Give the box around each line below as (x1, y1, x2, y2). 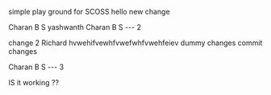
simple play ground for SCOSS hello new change (8, 7, 171, 16)
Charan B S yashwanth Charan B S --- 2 (8, 23, 141, 31)
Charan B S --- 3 (8, 62, 65, 72)
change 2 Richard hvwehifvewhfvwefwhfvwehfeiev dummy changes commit (8, 38, 263, 47)
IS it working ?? (8, 78, 59, 87)
